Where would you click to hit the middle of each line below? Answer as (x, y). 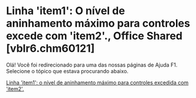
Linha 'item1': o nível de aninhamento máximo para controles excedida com (97, 82)
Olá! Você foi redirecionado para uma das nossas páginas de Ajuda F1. (92, 65)
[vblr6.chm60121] (50, 49)
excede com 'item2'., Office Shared (94, 36)
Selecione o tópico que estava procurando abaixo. (67, 71)
